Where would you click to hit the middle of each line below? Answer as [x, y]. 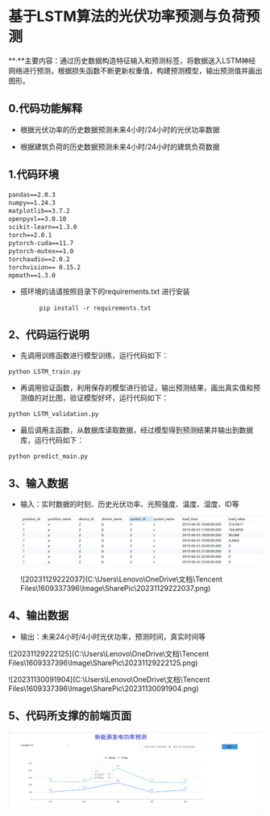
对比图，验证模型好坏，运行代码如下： [105, 398]
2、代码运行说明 [49, 334]
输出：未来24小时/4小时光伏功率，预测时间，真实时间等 [113, 636]
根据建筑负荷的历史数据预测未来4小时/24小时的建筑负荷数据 [120, 147]
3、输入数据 [38, 483]
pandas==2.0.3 [32, 194]
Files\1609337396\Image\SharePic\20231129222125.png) [103, 663]
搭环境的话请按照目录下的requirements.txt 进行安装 [105, 291]
